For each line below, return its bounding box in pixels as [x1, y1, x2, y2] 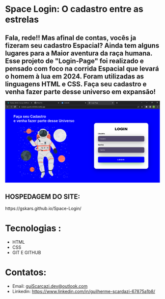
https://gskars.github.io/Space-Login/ [5, 206, 82, 212]
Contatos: [5, 267, 47, 278]
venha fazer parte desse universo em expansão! [5, 87, 156, 96]
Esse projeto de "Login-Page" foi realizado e [5, 57, 144, 65]
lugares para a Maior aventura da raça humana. [5, 49, 153, 57]
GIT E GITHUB [12, 250, 41, 256]
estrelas [5, 14, 39, 25]
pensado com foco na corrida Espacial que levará [5, 64, 159, 73]
